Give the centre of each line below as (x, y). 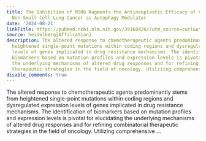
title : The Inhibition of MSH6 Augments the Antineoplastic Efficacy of (101, 12)
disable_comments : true (37, 75)
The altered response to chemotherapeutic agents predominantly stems (97, 92)
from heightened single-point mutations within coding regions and (90, 99)
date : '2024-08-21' (31, 23)
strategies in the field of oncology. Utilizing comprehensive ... (84, 131)
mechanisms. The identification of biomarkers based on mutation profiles (99, 112)
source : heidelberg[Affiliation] (49, 35)
